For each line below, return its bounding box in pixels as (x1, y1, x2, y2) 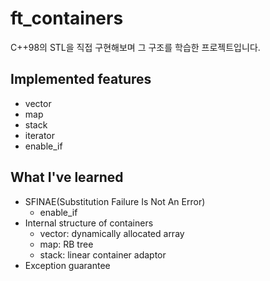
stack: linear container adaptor (39, 248, 167, 261)
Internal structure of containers (24, 217, 154, 229)
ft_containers (10, 7, 124, 30)
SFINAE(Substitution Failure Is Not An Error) (24, 195, 206, 207)
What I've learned (10, 169, 124, 186)
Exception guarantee (24, 259, 111, 271)
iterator (24, 129, 56, 141)
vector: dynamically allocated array (39, 227, 185, 239)
